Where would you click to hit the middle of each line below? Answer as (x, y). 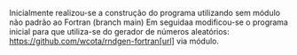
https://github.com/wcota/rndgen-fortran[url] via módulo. (114, 41)
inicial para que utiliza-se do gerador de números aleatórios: (120, 31)
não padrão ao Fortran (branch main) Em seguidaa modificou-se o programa (148, 22)
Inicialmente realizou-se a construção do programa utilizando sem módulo (145, 13)
